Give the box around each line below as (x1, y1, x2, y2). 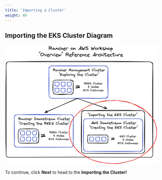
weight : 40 (5, 13, 27, 18)
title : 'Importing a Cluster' (5, 8, 66, 13)
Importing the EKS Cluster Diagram (5, 31, 113, 40)
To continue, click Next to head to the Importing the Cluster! (5, 169, 127, 175)
